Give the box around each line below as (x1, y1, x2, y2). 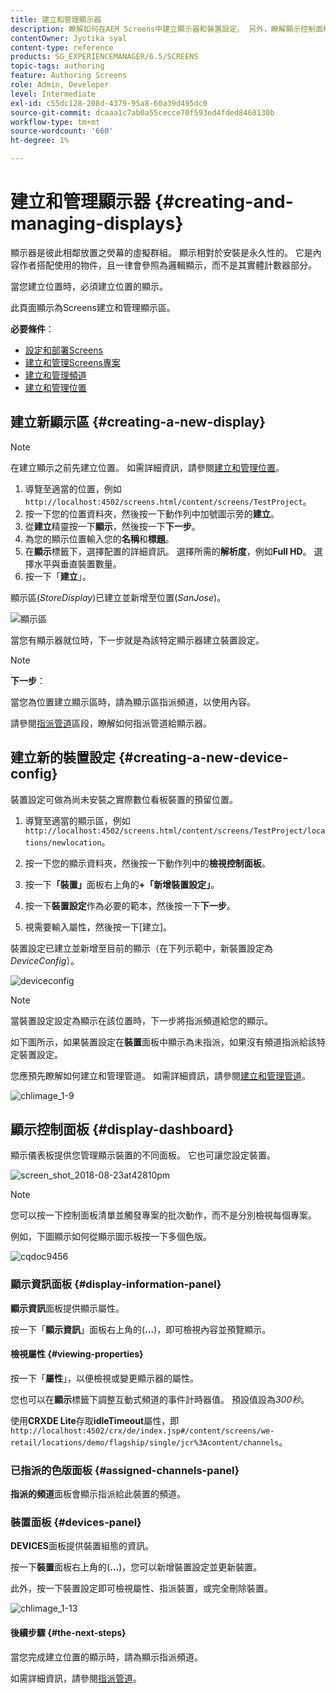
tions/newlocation (24, 837, 102, 848)
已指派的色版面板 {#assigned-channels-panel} (10, 1463, 240, 1477)
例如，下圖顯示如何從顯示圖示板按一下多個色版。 (10, 1231, 212, 1243)
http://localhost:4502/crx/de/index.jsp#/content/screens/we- (10, 1426, 275, 1436)
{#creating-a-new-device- (118, 749, 289, 766)
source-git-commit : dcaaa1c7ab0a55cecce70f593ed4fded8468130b (10, 107, 275, 118)
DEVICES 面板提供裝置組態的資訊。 (10, 1540, 155, 1552)
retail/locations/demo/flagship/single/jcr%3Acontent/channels (10, 1437, 280, 1448)
